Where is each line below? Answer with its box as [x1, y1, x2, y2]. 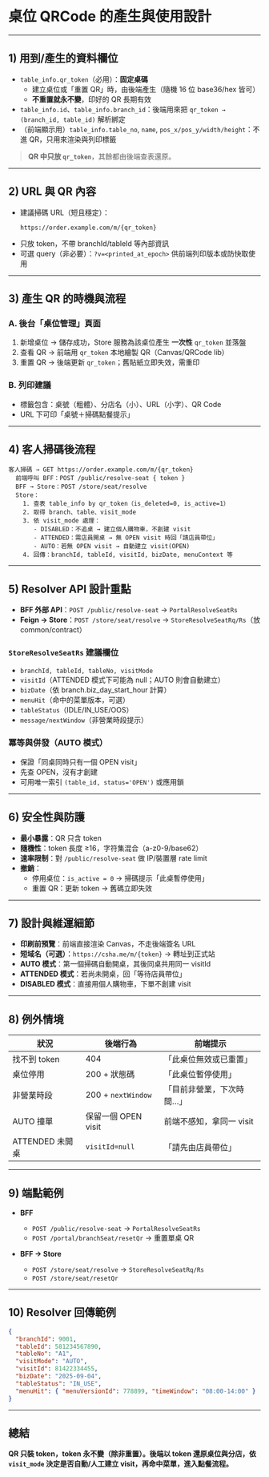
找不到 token [12, 1054, 60, 1065]
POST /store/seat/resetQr [31, 1275, 118, 1283]
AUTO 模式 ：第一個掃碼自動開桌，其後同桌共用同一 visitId [19, 959, 211, 969]
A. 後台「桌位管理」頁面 [8, 317, 102, 329]
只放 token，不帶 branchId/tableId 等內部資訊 [19, 238, 170, 248]
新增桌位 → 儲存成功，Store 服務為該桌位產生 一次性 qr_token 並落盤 [19, 337, 247, 347]
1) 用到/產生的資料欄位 [8, 51, 118, 65]
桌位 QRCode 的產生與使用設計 [8, 7, 212, 26]
